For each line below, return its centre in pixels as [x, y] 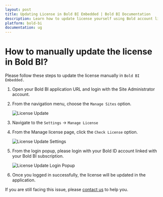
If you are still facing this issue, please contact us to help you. [67, 190]
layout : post [18, 9]
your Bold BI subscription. [38, 156]
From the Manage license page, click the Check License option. [75, 132]
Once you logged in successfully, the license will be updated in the [79, 175]
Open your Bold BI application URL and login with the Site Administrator [83, 89]
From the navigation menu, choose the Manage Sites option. [72, 104]
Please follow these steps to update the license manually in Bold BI [72, 75]
